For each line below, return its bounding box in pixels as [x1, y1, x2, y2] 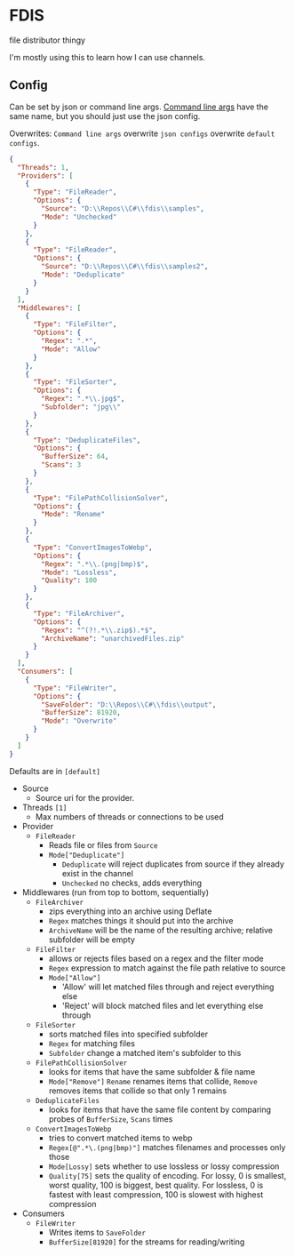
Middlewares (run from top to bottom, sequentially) [21, 886, 210, 898]
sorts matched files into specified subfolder [48, 1028, 209, 1039]
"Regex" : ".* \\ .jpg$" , [41, 395, 125, 404]
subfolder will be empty [48, 934, 136, 945]
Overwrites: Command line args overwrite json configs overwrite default [9, 128, 275, 139]
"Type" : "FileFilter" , [32, 320, 117, 329]
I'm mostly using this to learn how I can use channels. [9, 52, 206, 62]
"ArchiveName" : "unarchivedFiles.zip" [41, 634, 185, 643]
